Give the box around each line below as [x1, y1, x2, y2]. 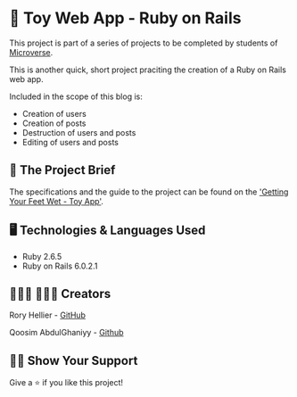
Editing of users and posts [21, 136, 119, 147]
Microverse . [9, 46, 54, 57]
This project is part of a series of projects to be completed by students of [9, 37, 278, 48]
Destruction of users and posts [21, 127, 136, 137]
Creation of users [21, 108, 87, 119]
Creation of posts [21, 118, 87, 128]
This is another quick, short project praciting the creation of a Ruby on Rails [9, 64, 287, 75]
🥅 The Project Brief [9, 162, 116, 178]
